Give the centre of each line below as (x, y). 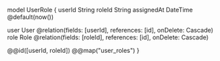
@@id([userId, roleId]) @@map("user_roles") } (73, 50)
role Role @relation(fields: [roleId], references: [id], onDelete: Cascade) (108, 37)
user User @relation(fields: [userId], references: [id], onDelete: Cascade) (110, 30)
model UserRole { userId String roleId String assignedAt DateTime (100, 10)
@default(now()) (30, 17)
